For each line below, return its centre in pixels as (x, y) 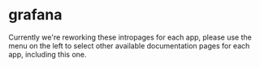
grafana (35, 15)
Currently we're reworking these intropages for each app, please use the (130, 37)
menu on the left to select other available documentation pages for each (129, 45)
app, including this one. (48, 54)
